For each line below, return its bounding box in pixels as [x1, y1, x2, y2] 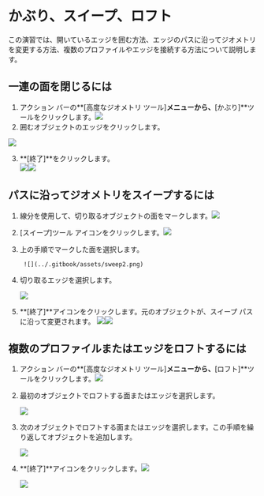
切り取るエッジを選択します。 [19, 275, 117, 284]
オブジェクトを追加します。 [46, 432, 136, 442]
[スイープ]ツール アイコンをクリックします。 [19, 227, 164, 237]
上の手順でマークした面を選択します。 [19, 244, 144, 254]
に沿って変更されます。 [19, 317, 95, 326]
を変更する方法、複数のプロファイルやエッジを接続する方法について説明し [8, 44, 250, 54]
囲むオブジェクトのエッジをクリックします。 [19, 122, 165, 131]
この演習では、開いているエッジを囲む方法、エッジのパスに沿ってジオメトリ [8, 35, 256, 44]
